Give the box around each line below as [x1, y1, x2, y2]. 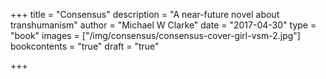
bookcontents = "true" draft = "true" [10, 40, 160, 52]
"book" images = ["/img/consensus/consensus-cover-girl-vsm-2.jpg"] [10, 30, 301, 41]
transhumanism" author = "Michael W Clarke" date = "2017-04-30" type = [10, 19, 317, 31]
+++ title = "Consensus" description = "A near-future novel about [10, 9, 280, 20]
